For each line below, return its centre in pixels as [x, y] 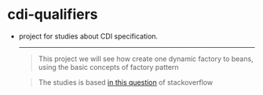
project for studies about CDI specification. [88, 36]
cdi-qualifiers [53, 15]
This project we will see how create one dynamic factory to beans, [146, 58]
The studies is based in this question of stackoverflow [126, 82]
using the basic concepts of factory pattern [108, 67]
